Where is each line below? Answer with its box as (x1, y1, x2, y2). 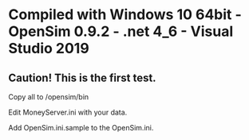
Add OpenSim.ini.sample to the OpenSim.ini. (8, 123, 154, 132)
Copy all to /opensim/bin (8, 92, 89, 101)
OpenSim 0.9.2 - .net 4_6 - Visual (8, 22, 234, 41)
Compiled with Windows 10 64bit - (8, 6, 242, 24)
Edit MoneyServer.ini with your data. (8, 107, 128, 117)
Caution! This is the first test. (8, 71, 157, 84)
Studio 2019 (8, 40, 89, 57)
